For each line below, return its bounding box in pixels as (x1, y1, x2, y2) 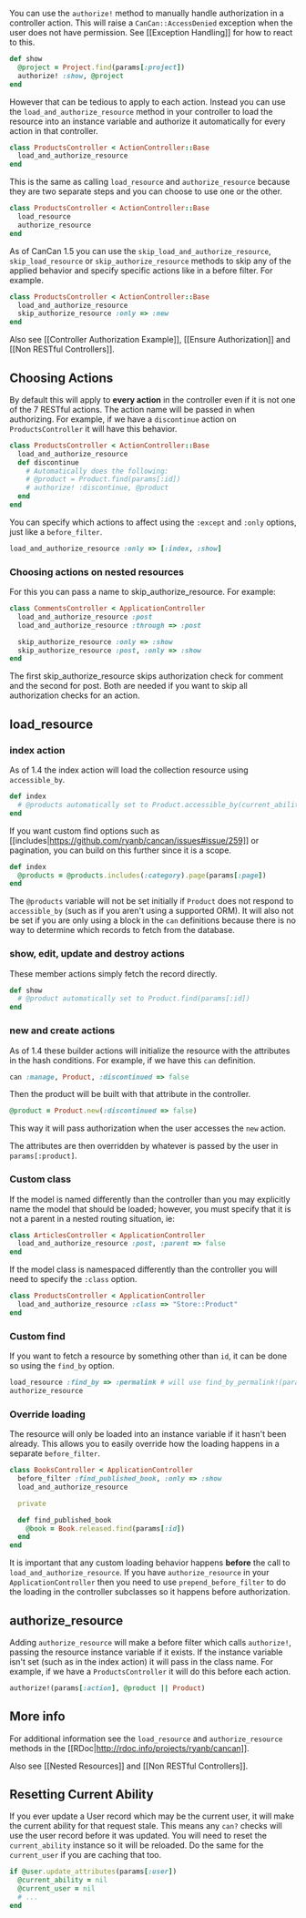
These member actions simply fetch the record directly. (9, 968, 218, 979)
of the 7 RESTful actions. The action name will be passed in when (9, 404, 255, 415)
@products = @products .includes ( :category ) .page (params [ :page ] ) (17, 870, 267, 880)
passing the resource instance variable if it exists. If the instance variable (9, 1646, 283, 1657)
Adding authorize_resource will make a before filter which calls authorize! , (9, 1636, 291, 1647)
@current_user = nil (17, 1884, 96, 1893)
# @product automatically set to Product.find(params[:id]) (17, 994, 250, 1003)
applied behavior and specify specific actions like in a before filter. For (9, 264, 273, 276)
